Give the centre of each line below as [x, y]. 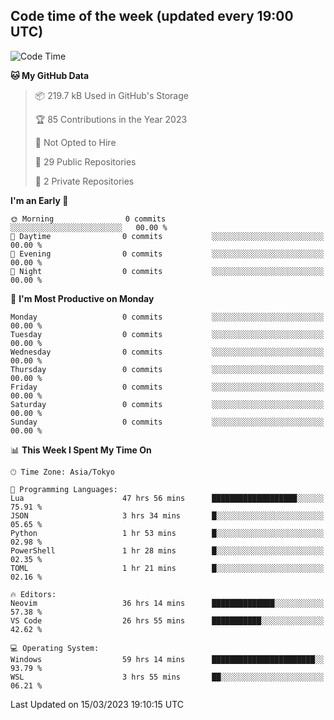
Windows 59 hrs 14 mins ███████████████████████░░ [167, 659]
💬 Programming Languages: [64, 489]
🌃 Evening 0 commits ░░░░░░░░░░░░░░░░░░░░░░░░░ [167, 254]
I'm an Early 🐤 [39, 200]
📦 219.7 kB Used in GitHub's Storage [111, 95]
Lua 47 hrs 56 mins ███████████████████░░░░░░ [167, 498]
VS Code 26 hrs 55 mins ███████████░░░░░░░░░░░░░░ [167, 620]
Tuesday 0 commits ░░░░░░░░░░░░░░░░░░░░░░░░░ [167, 334]
